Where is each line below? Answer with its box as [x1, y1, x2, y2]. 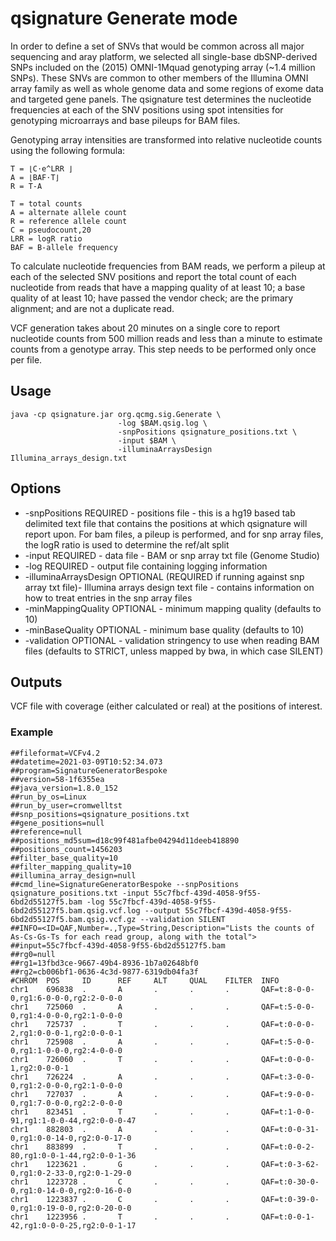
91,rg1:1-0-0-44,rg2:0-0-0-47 [10, 1115, 137, 1126]
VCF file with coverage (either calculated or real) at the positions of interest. [10, 700, 323, 712]
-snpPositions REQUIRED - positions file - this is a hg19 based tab [24, 507, 296, 519]
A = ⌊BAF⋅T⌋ [10, 172, 60, 182]
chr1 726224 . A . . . [10, 1072, 230, 1082]
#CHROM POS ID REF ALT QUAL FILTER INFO [10, 975, 280, 986]
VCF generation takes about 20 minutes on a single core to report [10, 322, 281, 334]
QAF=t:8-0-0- [260, 984, 315, 994]
